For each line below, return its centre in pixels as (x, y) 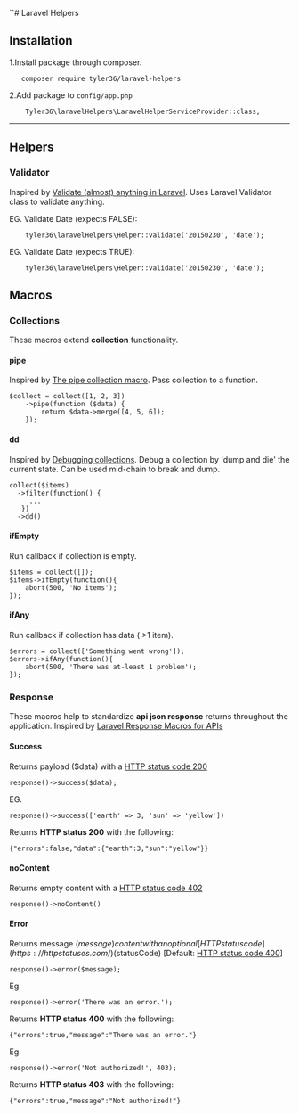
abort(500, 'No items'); (71, 587)
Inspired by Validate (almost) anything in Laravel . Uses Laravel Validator (141, 192)
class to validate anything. (57, 201)
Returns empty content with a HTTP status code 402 (106, 888)
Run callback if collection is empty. (73, 555)
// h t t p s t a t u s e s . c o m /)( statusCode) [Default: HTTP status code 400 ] (160, 953)
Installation (41, 41)
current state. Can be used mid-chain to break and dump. (115, 469)
